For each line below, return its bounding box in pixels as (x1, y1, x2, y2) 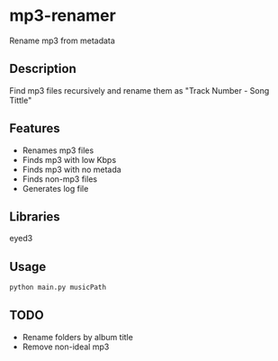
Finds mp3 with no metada (22, 164, 121, 175)
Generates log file (22, 183, 89, 194)
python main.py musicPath (9, 283, 106, 293)
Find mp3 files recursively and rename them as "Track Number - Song (9, 85, 270, 95)
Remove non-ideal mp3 (22, 341, 110, 352)
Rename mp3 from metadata (9, 35, 115, 46)
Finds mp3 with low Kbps (22, 154, 117, 165)
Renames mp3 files (22, 145, 94, 156)
